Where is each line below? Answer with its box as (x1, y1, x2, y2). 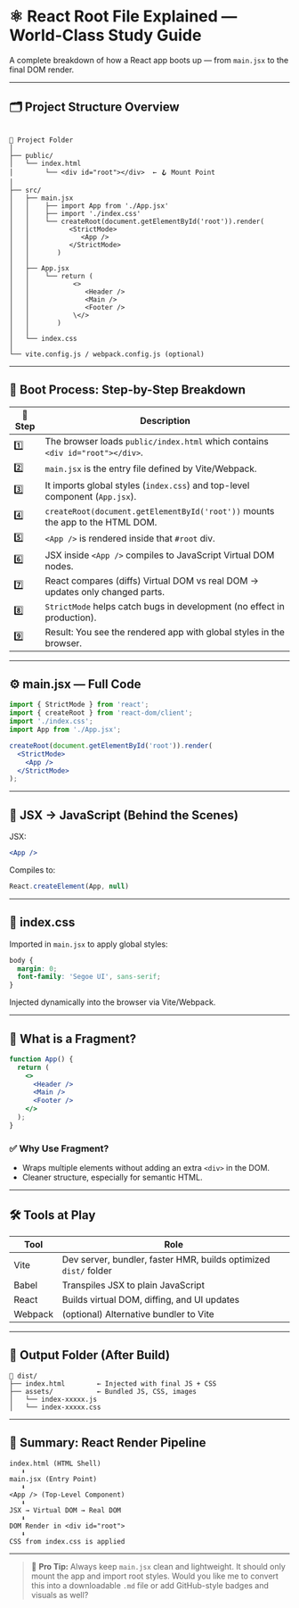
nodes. (44, 559, 74, 572)
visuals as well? (30, 1589, 89, 1600)
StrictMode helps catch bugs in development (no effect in (44, 600, 285, 612)
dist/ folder (61, 1264, 113, 1277)
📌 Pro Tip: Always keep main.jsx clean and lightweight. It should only (30, 1561, 287, 1571)
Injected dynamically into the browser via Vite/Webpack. (9, 997, 216, 1007)
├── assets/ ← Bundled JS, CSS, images (9, 1387, 198, 1396)
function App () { (9, 1055, 74, 1064)
